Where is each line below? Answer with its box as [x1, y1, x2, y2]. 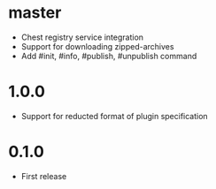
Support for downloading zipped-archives [20, 41, 174, 51]
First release [20, 170, 67, 181]
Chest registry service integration [20, 32, 143, 42]
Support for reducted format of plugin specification [20, 110, 209, 121]
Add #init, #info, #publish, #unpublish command [20, 50, 197, 61]
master [8, 3, 62, 23]
